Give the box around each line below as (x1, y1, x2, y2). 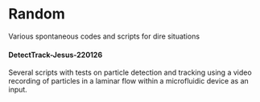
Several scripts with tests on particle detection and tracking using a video (8, 67, 252, 77)
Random (8, 5, 66, 23)
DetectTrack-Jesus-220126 (8, 50, 103, 59)
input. (8, 85, 28, 95)
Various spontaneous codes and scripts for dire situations (8, 31, 200, 41)
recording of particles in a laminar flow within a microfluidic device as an (8, 76, 250, 86)
